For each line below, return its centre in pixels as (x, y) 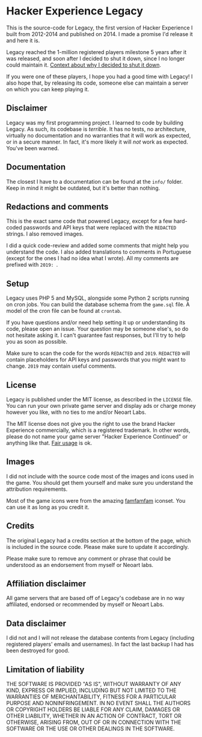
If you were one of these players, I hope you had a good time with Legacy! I (99, 76)
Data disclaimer (36, 623)
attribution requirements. (37, 489)
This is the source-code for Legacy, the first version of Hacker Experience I (99, 28)
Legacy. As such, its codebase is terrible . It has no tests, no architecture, (96, 129)
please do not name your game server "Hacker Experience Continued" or (97, 436)
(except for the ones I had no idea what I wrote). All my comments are (93, 258)
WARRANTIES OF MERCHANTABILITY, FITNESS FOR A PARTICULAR (91, 697)
